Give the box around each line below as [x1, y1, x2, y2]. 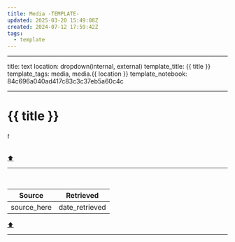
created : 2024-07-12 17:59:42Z [7, 23, 99, 30]
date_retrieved [58, 202, 106, 212]
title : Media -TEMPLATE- [7, 10, 80, 18]
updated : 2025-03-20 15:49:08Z [7, 17, 99, 24]
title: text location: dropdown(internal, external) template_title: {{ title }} [7, 62, 211, 71]
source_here [10, 202, 52, 212]
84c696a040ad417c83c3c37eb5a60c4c [7, 77, 124, 86]
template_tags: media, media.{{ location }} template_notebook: [7, 69, 187, 78]
